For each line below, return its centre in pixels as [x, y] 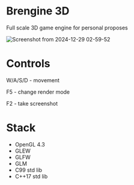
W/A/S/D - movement [33, 80]
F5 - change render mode [38, 92]
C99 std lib [29, 170]
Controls [28, 64]
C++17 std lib [31, 176]
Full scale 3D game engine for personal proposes [67, 28]
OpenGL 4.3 [30, 144]
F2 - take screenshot [32, 103]
